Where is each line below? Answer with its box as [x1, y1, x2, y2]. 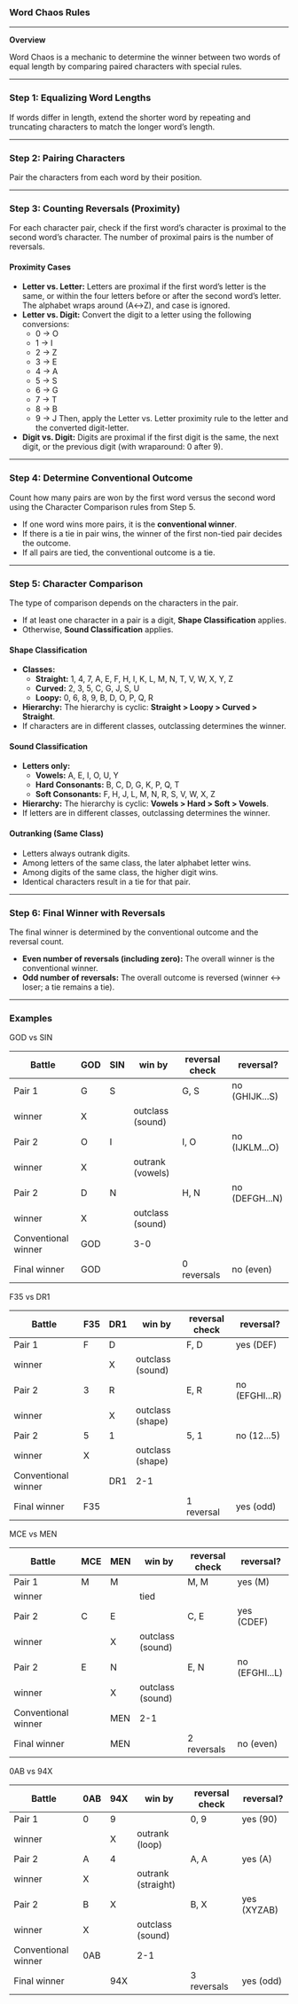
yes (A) [241, 1853, 272, 1866]
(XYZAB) [241, 1904, 279, 1916]
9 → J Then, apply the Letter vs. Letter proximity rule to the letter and [35, 413, 289, 424]
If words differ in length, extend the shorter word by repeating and [9, 112, 251, 122]
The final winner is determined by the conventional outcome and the [9, 927, 259, 937]
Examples [9, 1012, 53, 1024]
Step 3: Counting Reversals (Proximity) [9, 202, 181, 215]
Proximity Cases [9, 262, 71, 272]
